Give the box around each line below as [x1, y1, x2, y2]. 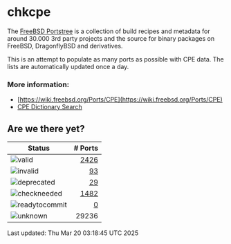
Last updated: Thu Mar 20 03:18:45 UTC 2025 [7, 229, 139, 237]
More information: [7, 79, 70, 89]
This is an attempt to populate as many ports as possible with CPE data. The [7, 55, 224, 63]
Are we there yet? [7, 122, 85, 135]
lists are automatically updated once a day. [7, 62, 129, 71]
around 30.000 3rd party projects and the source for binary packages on [7, 34, 215, 42]
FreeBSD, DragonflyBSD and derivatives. [7, 41, 123, 50]
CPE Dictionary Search [17, 103, 83, 111]
